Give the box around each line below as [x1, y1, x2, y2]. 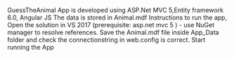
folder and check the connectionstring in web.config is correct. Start [7, 36, 206, 44]
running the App [7, 43, 55, 51]
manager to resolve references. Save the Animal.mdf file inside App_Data [7, 28, 219, 36]
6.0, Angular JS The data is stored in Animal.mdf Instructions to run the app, [7, 13, 227, 22]
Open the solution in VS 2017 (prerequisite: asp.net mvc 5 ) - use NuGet [7, 21, 215, 29]
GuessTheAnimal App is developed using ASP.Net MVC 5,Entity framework [7, 6, 223, 14]
